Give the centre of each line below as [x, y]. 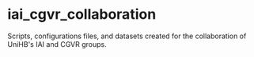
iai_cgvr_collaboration [82, 14]
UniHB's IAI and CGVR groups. [57, 44]
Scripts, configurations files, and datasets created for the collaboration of [127, 36]
